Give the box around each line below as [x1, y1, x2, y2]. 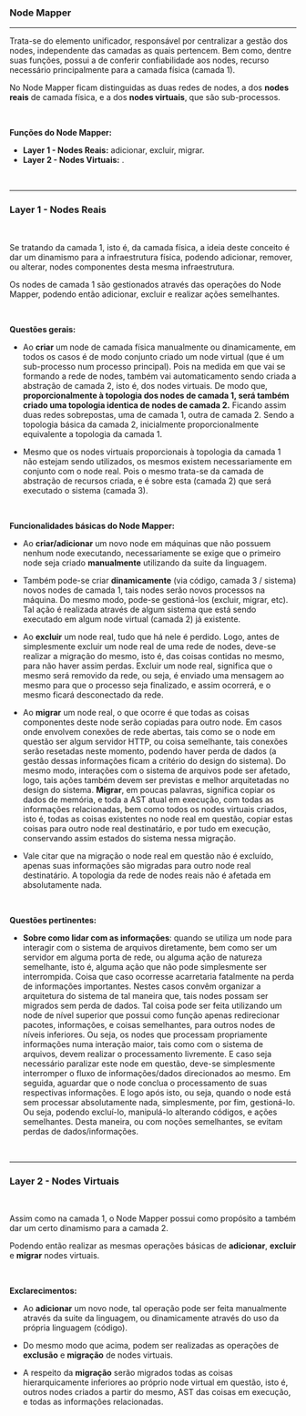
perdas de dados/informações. [22, 1126, 139, 1136]
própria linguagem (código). [22, 1322, 127, 1333]
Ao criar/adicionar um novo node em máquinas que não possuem [22, 537, 271, 548]
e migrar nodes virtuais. [9, 1249, 100, 1260]
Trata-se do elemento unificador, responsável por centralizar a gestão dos [9, 36, 289, 46]
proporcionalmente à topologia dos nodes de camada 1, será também [22, 390, 290, 401]
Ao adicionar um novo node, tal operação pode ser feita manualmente [22, 1302, 287, 1313]
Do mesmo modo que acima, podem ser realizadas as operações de [22, 1340, 280, 1350]
